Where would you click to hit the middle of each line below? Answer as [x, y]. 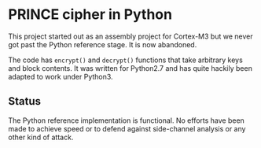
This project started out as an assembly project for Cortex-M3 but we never [130, 36]
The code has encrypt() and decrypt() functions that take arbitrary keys [126, 60]
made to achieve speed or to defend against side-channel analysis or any [127, 128]
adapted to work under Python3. [61, 76]
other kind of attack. [41, 137]
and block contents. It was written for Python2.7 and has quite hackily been [130, 68]
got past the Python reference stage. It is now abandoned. [103, 44]
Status [25, 101]
